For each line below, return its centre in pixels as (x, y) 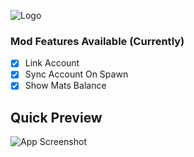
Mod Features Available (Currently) (97, 41)
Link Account (52, 63)
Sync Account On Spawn (76, 74)
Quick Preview (56, 117)
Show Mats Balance (65, 86)
